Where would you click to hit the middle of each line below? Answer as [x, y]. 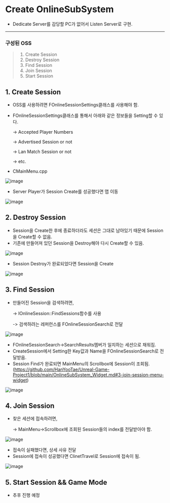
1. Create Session [33, 92]
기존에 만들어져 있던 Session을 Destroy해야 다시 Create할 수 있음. [78, 243]
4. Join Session [30, 406]
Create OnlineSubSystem [59, 9]
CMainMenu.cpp [30, 171]
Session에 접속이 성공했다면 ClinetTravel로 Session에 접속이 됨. [76, 456]
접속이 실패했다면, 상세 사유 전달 [44, 450]
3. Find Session [30, 290]
